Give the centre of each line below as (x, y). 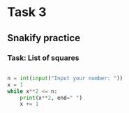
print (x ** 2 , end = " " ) (51, 98)
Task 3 (27, 12)
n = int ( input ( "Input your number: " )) (65, 78)
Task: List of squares (43, 58)
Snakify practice (44, 38)
